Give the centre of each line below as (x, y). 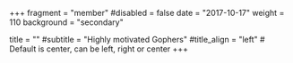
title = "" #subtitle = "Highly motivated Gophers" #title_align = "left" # (138, 39)
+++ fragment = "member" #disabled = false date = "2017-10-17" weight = (147, 13)
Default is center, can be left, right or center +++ (99, 49)
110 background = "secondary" (66, 22)
